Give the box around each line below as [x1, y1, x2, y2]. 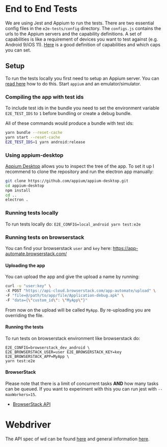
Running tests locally [5, 209, 59, 216]
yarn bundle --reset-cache [5, 130, 63, 135]
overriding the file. [5, 312, 44, 318]
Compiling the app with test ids [5, 93, 84, 100]
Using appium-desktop [5, 151, 64, 158]
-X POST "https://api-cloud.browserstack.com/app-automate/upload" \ [5, 288, 156, 293]
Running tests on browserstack [5, 234, 85, 241]
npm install [5, 188, 31, 193]
